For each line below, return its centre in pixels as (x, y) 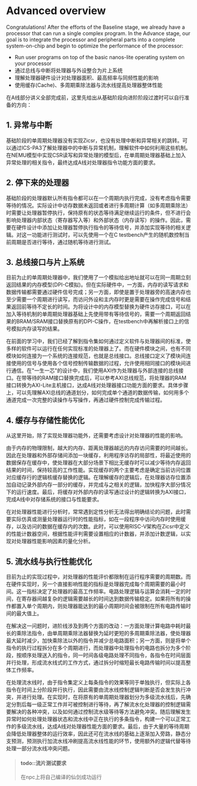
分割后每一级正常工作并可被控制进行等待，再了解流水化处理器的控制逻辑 (98, 704)
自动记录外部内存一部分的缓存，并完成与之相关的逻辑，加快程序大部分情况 (101, 485)
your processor (33, 63)
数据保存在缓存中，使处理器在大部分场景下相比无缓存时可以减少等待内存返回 (98, 463)
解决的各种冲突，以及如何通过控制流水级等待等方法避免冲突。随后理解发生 (101, 712)
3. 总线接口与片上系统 (45, 262)
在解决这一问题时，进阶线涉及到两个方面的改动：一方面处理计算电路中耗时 (96, 626)
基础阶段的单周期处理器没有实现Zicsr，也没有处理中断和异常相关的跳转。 (94, 140)
